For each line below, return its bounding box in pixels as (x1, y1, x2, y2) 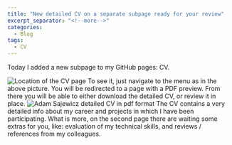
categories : (7, 23, 43, 31)
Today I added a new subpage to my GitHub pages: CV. (7, 63, 170, 71)
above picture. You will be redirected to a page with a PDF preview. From (7, 85, 221, 92)
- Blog (14, 30, 33, 38)
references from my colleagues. (7, 129, 101, 138)
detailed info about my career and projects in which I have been (7, 107, 194, 115)
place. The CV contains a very (7, 100, 226, 107)
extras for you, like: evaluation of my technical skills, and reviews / (7, 122, 201, 130)
